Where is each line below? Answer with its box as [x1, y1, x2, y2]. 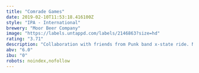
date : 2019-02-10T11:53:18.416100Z [6, 14, 94, 20]
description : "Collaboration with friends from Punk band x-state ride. [6, 42, 190, 48]
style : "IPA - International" [6, 19, 81, 25]
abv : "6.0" [6, 47, 33, 53]
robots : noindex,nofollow [6, 58, 70, 64]
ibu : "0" [6, 52, 28, 58]
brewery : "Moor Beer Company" [6, 25, 81, 31]
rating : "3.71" [6, 36, 44, 42]
